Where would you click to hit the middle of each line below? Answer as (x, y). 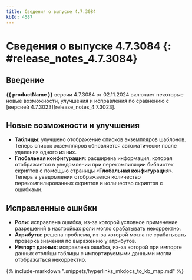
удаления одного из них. (46, 152)
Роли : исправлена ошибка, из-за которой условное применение (96, 222)
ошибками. (29, 189)
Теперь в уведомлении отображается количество (78, 177)
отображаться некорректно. (50, 260)
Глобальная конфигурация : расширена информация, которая (93, 158)
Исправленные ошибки (52, 208)
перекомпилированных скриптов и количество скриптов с (89, 184)
